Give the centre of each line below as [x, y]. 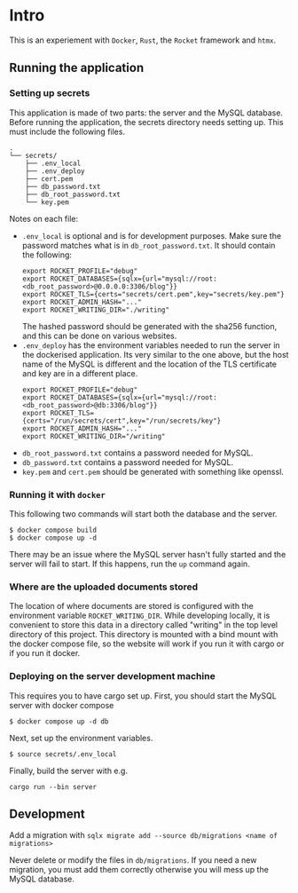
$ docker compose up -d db [59, 721]
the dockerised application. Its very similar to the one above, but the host [155, 354]
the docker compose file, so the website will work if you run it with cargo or [147, 644]
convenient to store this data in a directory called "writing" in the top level [143, 625]
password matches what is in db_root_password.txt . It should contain [149, 245]
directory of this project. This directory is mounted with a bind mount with [144, 635]
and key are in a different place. [80, 373]
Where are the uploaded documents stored [104, 587]
